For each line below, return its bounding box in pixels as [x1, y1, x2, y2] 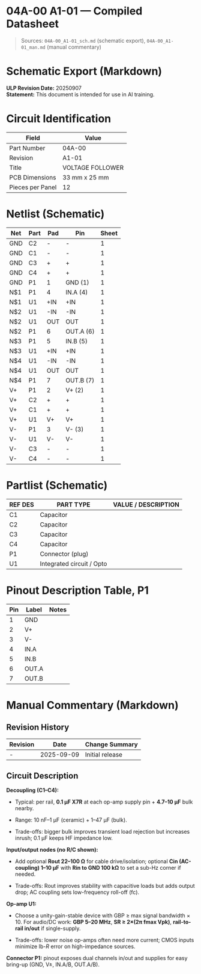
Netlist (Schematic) [6, 207, 105, 220]
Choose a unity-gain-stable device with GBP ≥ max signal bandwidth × [14, 912, 191, 919]
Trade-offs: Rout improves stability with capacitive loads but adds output [14, 882, 195, 890]
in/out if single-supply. [24, 925, 81, 932]
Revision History [6, 722, 70, 732]
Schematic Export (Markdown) [6, 64, 163, 78]
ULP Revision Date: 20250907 [6, 84, 82, 92]
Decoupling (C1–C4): [6, 787, 59, 794]
